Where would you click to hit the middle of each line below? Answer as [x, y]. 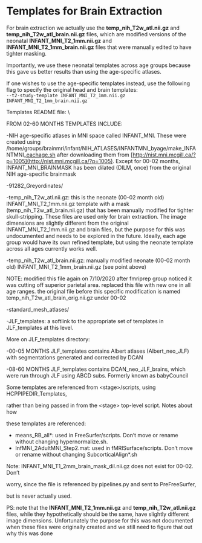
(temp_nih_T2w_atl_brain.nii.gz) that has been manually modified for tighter [100, 210]
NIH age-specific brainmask [41, 174]
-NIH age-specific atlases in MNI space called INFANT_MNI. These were [96, 135]
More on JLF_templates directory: [48, 339]
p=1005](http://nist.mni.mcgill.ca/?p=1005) [60, 161]
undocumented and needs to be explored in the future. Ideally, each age [96, 236]
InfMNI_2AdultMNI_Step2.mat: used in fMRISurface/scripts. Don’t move [104, 448]
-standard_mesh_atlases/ [38, 309]
